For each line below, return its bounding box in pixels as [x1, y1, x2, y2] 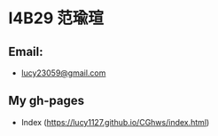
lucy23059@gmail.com [20, 68, 106, 78]
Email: [8, 44, 43, 59]
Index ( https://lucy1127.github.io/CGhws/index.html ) [20, 116, 210, 127]
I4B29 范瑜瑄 [8, 8, 104, 28]
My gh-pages [8, 93, 85, 108]
